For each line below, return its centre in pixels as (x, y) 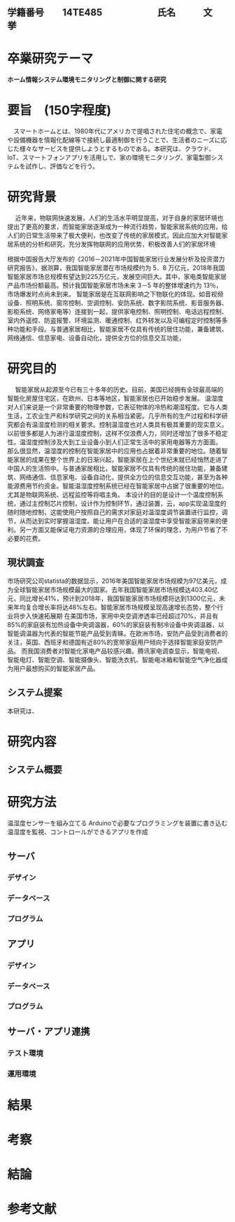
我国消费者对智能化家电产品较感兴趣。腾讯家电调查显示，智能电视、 (125, 651)
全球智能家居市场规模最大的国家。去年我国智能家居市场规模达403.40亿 (116, 589)
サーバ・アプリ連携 (49, 1031)
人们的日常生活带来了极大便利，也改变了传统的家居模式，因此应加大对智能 (114, 235)
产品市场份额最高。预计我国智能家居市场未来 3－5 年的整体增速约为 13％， (115, 285)
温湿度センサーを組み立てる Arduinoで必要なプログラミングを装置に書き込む (117, 823)
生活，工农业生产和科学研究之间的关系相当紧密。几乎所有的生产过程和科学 (114, 416)
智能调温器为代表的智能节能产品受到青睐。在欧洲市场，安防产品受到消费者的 (117, 633)
